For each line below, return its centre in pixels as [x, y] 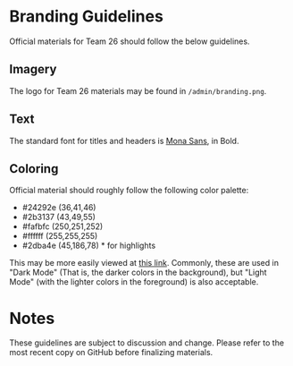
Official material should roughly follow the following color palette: [129, 191]
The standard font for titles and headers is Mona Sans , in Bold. [124, 140]
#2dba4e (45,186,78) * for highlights [89, 246]
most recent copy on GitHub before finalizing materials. [111, 353]
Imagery [33, 69]
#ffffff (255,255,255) [60, 236]
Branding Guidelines [86, 17]
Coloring [34, 169]
